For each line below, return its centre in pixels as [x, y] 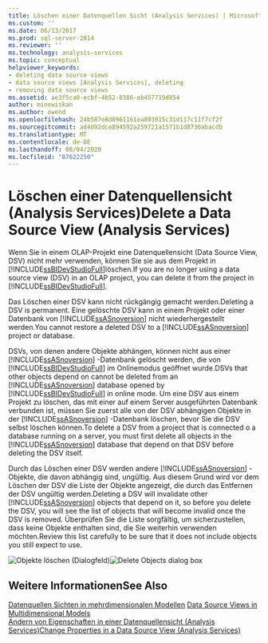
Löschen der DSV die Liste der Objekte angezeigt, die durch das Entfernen [131, 486]
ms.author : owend [37, 113]
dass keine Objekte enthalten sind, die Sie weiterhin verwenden [112, 528]
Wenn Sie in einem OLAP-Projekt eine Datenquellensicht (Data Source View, [133, 252]
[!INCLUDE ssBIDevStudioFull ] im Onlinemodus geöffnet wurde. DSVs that [128, 368]
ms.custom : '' [32, 23]
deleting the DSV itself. [46, 453]
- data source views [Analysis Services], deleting [96, 82]
